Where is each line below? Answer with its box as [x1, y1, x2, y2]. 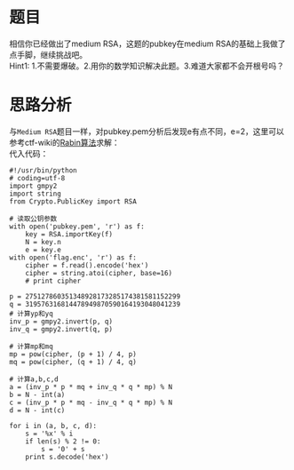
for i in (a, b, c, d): [9, 421, 98, 430]
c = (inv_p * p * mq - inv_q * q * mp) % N [9, 398, 173, 407]
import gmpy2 [9, 181, 58, 190]
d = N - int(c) [9, 405, 66, 415]
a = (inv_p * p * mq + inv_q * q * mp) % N [9, 382, 173, 391]
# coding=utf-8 [9, 173, 66, 182]
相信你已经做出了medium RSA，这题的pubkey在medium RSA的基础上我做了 [9, 38, 286, 49]
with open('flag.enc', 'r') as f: [9, 253, 138, 262]
